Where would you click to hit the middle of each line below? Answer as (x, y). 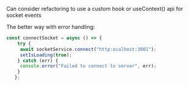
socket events (24, 15)
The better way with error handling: (51, 27)
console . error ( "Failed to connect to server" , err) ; (88, 66)
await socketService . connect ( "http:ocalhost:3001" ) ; (88, 49)
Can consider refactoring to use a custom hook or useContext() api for (95, 9)
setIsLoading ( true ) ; (46, 55)
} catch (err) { (38, 61)
